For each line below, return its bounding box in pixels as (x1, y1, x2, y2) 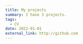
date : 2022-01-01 (5, 26, 42, 31)
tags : (5, 17, 17, 22)
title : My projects (5, 7, 47, 13)
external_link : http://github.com (5, 31, 78, 36)
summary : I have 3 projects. (5, 12, 67, 17)
